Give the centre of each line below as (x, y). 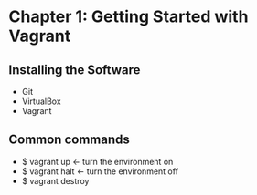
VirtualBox (41, 101)
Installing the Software (75, 70)
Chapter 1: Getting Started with (128, 17)
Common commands (69, 140)
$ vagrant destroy (55, 180)
